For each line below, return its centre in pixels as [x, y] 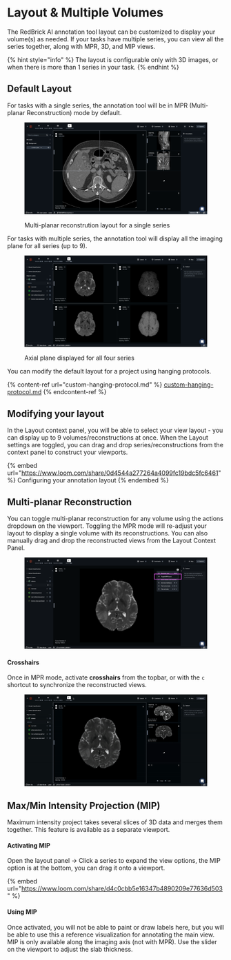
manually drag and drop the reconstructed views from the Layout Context [111, 541]
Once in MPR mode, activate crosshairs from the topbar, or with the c [106, 677]
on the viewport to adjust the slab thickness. [70, 949]
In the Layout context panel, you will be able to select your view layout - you [115, 430]
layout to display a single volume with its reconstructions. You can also [108, 533]
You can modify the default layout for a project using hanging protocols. [109, 371]
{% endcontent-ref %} [75, 392]
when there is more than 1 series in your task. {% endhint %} [93, 67]
